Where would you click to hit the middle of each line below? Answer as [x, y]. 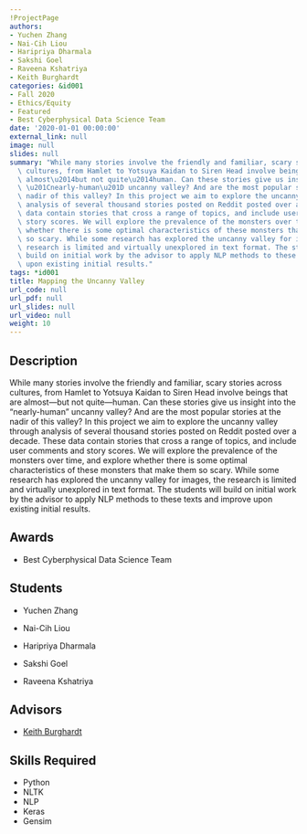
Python [36, 783]
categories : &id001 [47, 86]
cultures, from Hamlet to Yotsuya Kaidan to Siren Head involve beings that [149, 392]
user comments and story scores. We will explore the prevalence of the [143, 450]
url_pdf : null [37, 298]
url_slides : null [42, 307]
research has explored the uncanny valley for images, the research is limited [153, 480]
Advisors [36, 709]
